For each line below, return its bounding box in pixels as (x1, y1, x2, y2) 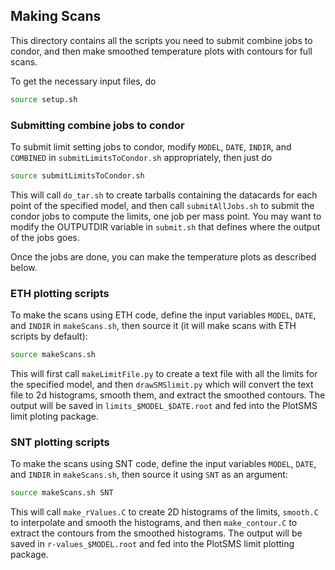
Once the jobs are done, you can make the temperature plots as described (10, 250, 317, 263)
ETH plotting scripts (10, 286, 110, 300)
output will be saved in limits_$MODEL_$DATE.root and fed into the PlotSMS (10, 400, 318, 412)
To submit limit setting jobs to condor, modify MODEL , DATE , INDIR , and (10, 140, 292, 153)
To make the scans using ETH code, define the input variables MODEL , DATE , (10, 309, 317, 321)
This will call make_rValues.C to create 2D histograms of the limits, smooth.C (10, 506, 319, 518)
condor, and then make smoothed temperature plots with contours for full (10, 45, 313, 57)
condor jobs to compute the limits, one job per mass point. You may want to (10, 210, 322, 222)
